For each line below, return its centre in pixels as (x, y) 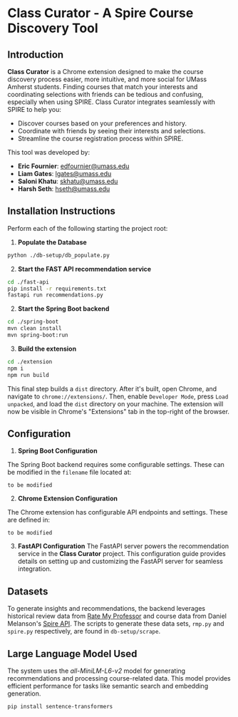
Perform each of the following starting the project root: (88, 228)
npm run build (29, 375)
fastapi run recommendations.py (55, 295)
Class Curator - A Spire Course (100, 13)
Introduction (36, 55)
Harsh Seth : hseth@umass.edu (64, 189)
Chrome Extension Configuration (67, 499)
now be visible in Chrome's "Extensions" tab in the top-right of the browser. (119, 411)
